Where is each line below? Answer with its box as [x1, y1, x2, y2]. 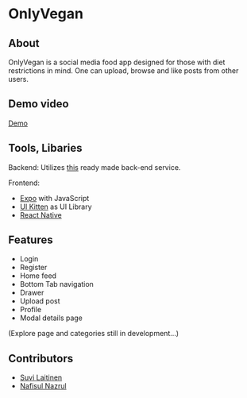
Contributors [8, 351, 74, 365]
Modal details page [19, 313, 83, 323]
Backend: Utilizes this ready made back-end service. [8, 162, 181, 172]
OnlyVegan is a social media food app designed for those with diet [8, 57, 226, 67]
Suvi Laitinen [19, 373, 63, 382]
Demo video [8, 97, 69, 111]
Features [8, 234, 53, 247]
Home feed [19, 271, 57, 280]
